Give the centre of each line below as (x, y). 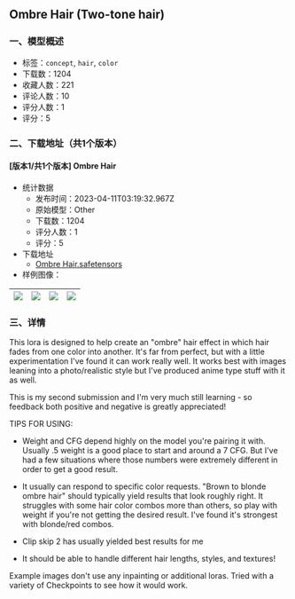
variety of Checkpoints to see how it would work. (99, 586)
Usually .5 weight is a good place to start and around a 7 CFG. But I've (150, 451)
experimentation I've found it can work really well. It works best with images (147, 361)
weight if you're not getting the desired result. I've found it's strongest (150, 515)
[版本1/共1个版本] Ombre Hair (63, 166)
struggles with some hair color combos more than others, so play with (149, 506)
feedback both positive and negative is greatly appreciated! (118, 406)
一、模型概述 (37, 42)
